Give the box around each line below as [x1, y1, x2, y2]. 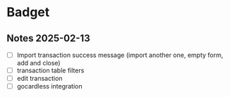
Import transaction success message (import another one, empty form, [16, 51, 224, 59]
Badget [6, 4, 50, 20]
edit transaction [16, 75, 63, 83]
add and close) [16, 59, 61, 67]
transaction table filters [16, 66, 85, 75]
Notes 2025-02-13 [6, 32, 90, 44]
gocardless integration [16, 82, 83, 91]
